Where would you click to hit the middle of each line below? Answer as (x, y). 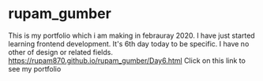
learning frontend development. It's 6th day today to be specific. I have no (129, 43)
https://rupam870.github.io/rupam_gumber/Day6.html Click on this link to (127, 61)
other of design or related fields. (60, 52)
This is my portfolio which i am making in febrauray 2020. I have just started (131, 35)
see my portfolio (35, 68)
